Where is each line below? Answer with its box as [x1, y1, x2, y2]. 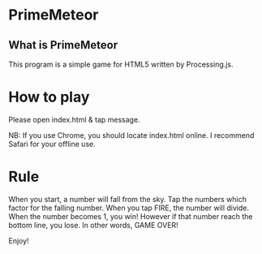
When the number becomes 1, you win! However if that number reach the [8, 211, 253, 221]
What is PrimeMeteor [8, 38, 118, 52]
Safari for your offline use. [8, 139, 96, 149]
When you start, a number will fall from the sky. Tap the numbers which [8, 194, 247, 204]
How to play [8, 88, 90, 106]
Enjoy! [8, 235, 30, 245]
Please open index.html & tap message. [8, 114, 140, 124]
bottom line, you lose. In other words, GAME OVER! [8, 220, 178, 230]
